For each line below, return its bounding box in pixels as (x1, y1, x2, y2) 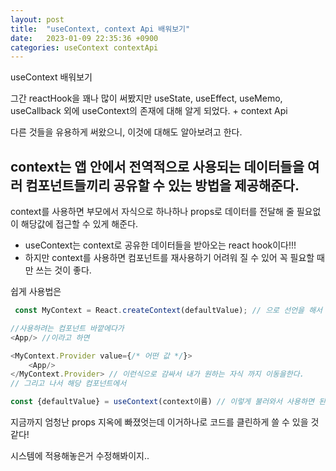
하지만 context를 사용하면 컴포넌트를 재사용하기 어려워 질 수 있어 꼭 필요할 (24, 252, 315, 264)
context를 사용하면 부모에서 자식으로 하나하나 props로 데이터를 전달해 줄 (10, 206, 295, 218)
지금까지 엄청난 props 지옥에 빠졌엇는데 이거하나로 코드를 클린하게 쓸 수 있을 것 (10, 416, 320, 428)
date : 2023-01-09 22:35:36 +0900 (10, 33, 159, 43)
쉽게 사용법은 (10, 286, 62, 298)
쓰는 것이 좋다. (35, 264, 92, 276)
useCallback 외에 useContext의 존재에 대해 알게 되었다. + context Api (10, 105, 288, 117)
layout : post (10, 14, 65, 25)
